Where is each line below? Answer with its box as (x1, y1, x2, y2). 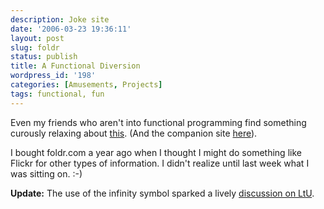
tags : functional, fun (10, 89, 105, 99)
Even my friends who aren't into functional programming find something (10, 116, 307, 128)
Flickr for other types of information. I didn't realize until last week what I (10, 157, 310, 169)
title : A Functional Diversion (10, 61, 141, 71)
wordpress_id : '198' (10, 71, 97, 81)
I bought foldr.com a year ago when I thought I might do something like (10, 146, 302, 158)
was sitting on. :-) (10, 167, 83, 180)
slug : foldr (10, 42, 60, 53)
